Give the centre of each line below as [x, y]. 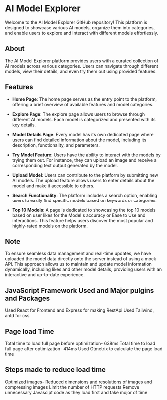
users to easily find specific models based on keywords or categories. [84, 200]
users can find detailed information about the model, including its [79, 140]
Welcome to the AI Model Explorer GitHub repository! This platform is [76, 22]
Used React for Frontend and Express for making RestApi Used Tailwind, [80, 310]
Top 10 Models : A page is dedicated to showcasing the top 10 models [84, 210]
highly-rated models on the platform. [50, 226]
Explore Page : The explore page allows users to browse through [79, 114]
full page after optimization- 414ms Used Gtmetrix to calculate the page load [84, 349]
